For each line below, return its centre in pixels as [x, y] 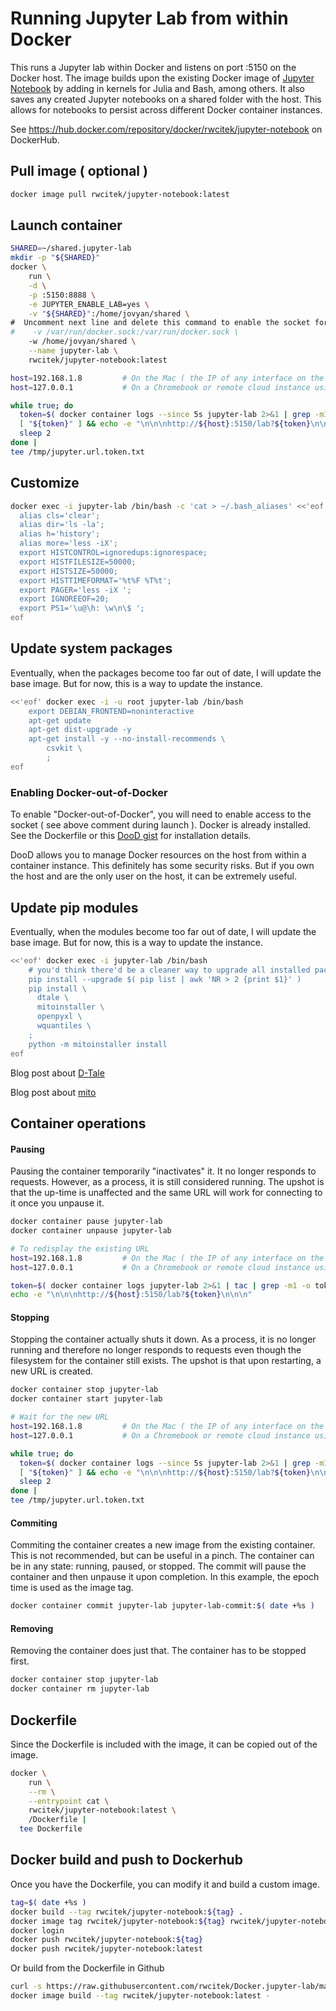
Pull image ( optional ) [79, 171]
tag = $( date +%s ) [48, 1902]
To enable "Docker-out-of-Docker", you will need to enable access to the [161, 814]
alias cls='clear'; [60, 515]
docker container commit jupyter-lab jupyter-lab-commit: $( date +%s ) [162, 1606]
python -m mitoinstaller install [98, 1044]
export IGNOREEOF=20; [64, 599]
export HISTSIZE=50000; [68, 571]
